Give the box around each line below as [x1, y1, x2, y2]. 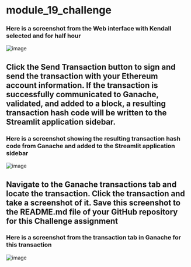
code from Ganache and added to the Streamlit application [6, 142, 175, 150]
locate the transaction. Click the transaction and [6, 189, 185, 198]
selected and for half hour [6, 32, 81, 40]
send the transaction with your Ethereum [6, 71, 158, 81]
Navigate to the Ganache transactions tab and [6, 179, 177, 189]
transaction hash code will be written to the [6, 108, 167, 118]
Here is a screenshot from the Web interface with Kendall [6, 25, 172, 33]
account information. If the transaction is [6, 80, 158, 90]
